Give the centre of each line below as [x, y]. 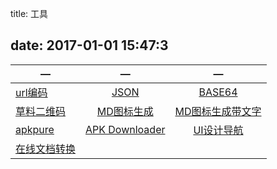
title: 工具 [29, 13]
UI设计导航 [218, 130]
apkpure [35, 129]
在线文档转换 [46, 149]
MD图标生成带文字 [218, 111]
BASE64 [218, 92]
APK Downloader [125, 129]
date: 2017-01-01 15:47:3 [89, 45]
